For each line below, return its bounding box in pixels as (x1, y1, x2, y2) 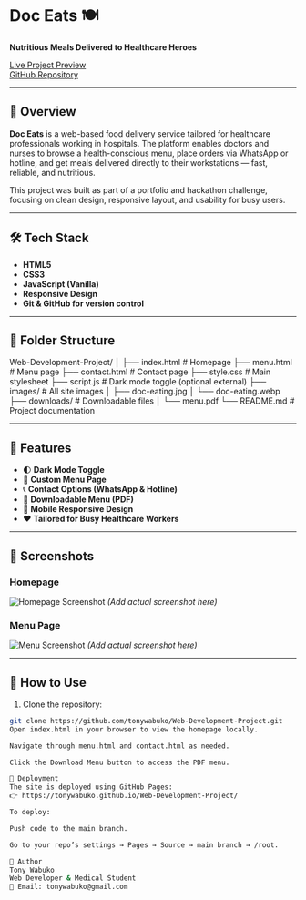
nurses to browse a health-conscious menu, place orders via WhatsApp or (9, 148, 289, 159)
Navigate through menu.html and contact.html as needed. (9, 741, 230, 751)
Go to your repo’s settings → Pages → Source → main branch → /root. (9, 840, 280, 850)
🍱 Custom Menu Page (22, 474, 107, 486)
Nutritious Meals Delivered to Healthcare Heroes (9, 41, 198, 53)
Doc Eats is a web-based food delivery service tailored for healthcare (9, 128, 271, 139)
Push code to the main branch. (9, 823, 128, 833)
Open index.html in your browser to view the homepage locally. (9, 724, 259, 734)
